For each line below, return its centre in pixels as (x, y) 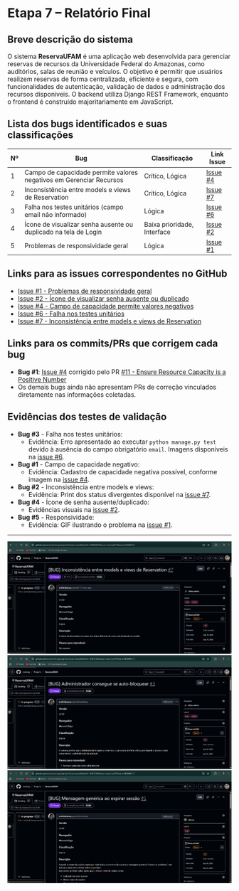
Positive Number (42, 379)
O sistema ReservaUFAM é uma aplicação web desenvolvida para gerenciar (119, 56)
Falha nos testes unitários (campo (74, 207)
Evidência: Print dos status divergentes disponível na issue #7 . (119, 494)
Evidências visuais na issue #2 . (74, 509)
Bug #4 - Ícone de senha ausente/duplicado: (83, 502)
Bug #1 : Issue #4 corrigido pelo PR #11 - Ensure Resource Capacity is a (122, 372)
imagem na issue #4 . (59, 479)
